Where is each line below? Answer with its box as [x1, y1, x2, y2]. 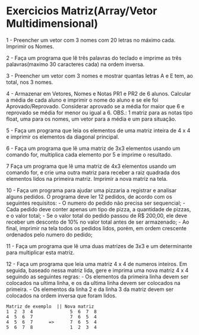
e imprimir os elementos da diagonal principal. [6, 133, 119, 140]
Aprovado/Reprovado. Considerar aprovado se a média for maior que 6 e [6, 102, 185, 109]
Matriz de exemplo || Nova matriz [6, 303, 94, 309]
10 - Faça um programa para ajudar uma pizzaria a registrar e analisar [6, 186, 177, 194]
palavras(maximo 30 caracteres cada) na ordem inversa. [6, 61, 145, 68]
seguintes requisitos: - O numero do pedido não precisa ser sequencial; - [6, 199, 185, 206]
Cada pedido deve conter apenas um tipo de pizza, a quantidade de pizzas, [6, 205, 191, 212]
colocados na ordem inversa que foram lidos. [6, 292, 117, 299]
